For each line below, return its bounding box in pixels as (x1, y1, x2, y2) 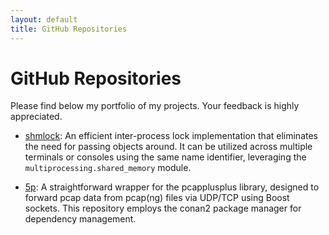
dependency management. (24, 213, 137, 225)
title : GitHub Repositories (10, 24, 128, 34)
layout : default (10, 14, 78, 25)
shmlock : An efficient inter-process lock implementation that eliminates (24, 130, 318, 142)
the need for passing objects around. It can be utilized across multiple (24, 141, 313, 153)
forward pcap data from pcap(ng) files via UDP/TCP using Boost (24, 192, 290, 204)
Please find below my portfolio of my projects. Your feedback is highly (10, 100, 300, 112)
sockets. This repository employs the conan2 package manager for (24, 202, 302, 215)
